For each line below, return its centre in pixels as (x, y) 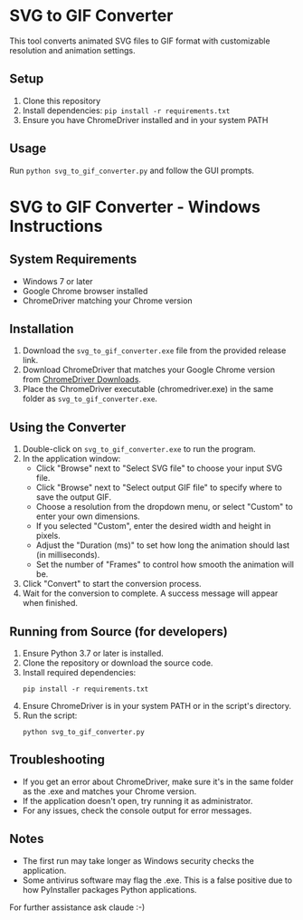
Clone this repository (62, 101)
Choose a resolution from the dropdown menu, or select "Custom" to (165, 507)
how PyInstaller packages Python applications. (109, 889)
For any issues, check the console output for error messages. (137, 810)
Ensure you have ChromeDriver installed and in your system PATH (145, 120)
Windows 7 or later (57, 281)
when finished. (50, 603)
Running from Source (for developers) (118, 632)
